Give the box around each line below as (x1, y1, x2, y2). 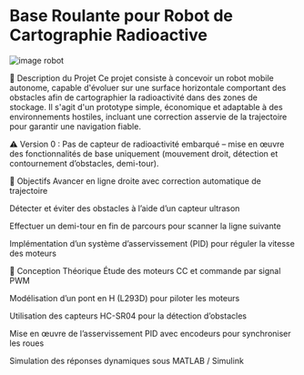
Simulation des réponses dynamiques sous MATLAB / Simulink (9, 355, 244, 366)
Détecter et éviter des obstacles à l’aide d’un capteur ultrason (9, 202, 240, 214)
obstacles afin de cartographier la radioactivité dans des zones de (9, 92, 258, 103)
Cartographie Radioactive (9, 25, 208, 46)
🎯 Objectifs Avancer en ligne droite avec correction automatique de (9, 175, 261, 187)
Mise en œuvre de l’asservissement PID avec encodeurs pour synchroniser (9, 328, 291, 339)
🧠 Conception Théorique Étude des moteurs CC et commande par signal (9, 265, 281, 276)
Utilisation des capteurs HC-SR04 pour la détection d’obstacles (9, 310, 248, 321)
